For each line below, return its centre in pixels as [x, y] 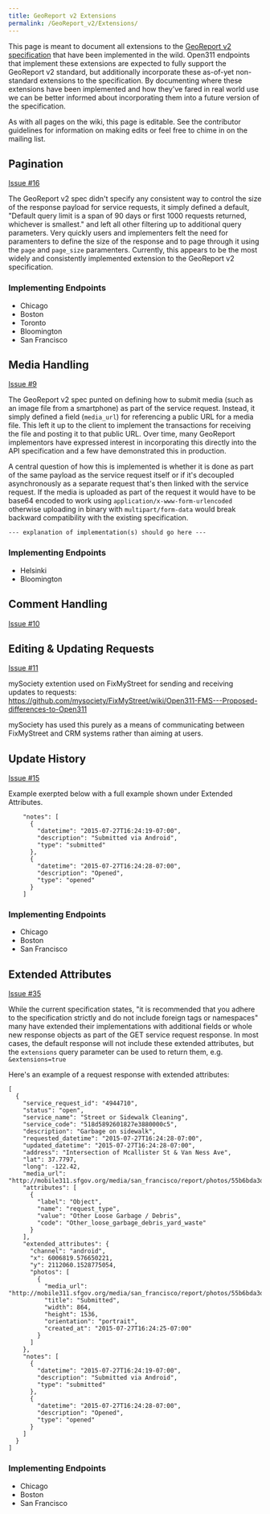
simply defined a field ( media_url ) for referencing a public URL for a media [131, 417]
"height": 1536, [71, 1315]
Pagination [36, 164]
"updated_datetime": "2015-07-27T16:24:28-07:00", [109, 1146]
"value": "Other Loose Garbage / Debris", [109, 1216]
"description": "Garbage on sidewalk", [90, 1132]
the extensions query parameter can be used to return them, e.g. [116, 1052]
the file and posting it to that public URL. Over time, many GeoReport [122, 434]
